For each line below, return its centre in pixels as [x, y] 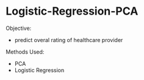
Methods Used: [25, 52]
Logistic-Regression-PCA [72, 11]
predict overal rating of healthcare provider [69, 40]
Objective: [19, 28]
